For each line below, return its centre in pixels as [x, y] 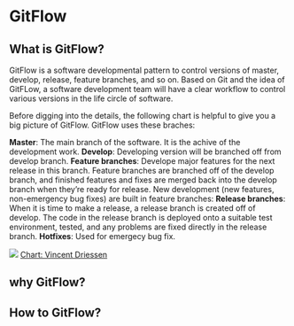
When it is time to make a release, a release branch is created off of [132, 208]
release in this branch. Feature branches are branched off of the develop [142, 171]
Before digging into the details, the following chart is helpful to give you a [143, 116]
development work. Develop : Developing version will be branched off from [145, 151]
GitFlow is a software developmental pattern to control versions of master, [144, 70]
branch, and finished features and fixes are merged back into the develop [143, 180]
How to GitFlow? [55, 312]
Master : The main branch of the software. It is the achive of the [125, 142]
